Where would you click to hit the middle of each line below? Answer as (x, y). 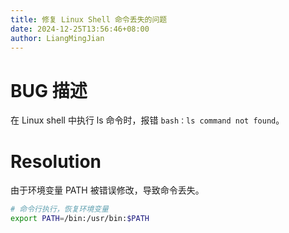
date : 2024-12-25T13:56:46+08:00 (80, 29)
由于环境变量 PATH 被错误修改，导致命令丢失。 (107, 190)
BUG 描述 (49, 90)
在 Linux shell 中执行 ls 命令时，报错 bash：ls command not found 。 (147, 120)
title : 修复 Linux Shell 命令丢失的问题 (89, 19)
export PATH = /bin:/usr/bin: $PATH (80, 219)
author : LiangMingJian (57, 38)
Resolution (56, 161)
